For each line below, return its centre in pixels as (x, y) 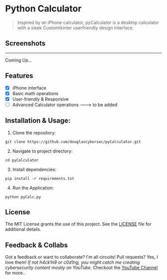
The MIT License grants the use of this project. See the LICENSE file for (78, 224)
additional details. (23, 229)
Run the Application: (33, 188)
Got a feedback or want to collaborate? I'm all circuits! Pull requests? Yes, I (82, 257)
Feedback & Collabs (37, 245)
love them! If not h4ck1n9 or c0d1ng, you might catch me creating (73, 263)
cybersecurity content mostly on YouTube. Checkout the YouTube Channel (82, 268)
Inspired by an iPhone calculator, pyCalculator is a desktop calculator (88, 22)
